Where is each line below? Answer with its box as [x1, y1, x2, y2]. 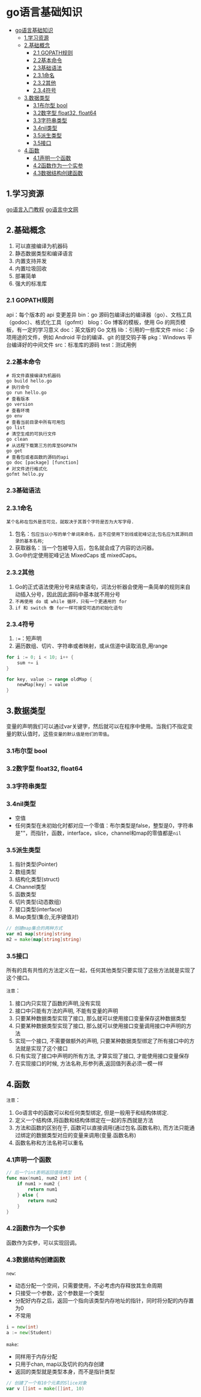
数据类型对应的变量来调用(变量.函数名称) [35, 1132, 137, 1139]
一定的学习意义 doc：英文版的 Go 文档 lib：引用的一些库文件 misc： [22, 326, 190, 333]
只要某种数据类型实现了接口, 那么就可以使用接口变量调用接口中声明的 [14, 1022, 187, 1030]
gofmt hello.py [6, 471, 44, 477]
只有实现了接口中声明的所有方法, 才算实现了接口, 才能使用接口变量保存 [14, 1052, 190, 1060]
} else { [17, 1192, 39, 1198]
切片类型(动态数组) [14, 898, 62, 906]
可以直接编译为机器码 [14, 242, 68, 250]
